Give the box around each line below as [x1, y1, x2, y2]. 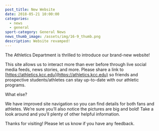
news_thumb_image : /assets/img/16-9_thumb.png [5, 34, 101, 39]
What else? [5, 91, 28, 97]
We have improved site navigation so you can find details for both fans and [5, 100, 155, 107]
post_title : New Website [5, 7, 55, 12]
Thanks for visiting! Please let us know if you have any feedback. [5, 120, 135, 126]
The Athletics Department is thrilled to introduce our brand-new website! [5, 52, 150, 58]
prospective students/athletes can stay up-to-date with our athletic [5, 77, 139, 82]
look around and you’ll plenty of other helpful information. [5, 111, 120, 117]
